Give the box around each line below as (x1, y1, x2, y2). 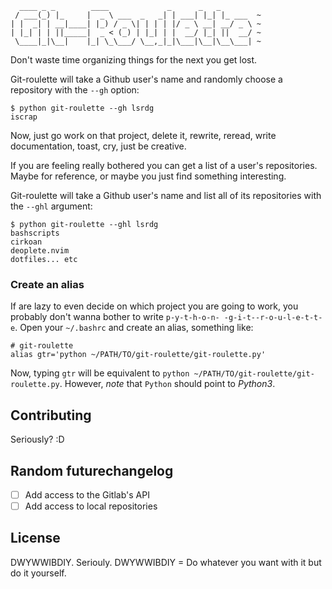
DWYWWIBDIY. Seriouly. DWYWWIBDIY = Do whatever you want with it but (10, 556, 322, 568)
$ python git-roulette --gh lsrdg (10, 103, 155, 113)
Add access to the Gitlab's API (24, 488, 150, 501)
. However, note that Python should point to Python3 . (59, 378, 276, 390)
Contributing (10, 407, 92, 424)
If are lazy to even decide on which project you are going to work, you (10, 300, 299, 312)
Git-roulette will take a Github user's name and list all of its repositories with (10, 190, 322, 201)
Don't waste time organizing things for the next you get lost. (10, 54, 258, 66)
